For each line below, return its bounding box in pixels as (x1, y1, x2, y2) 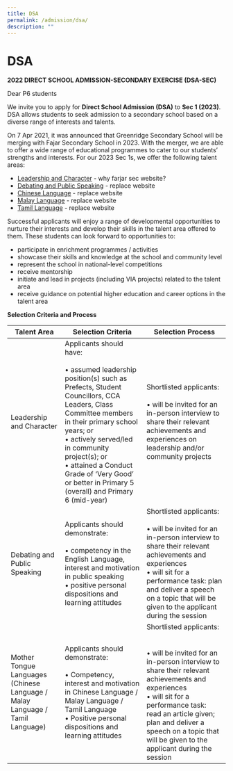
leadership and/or (146, 443, 205, 453)
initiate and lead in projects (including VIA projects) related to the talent (17, 275, 221, 284)
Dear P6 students (7, 90, 58, 98)
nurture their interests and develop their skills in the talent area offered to (7, 225, 216, 233)
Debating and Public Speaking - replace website (17, 181, 155, 190)
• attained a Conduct (64, 460, 133, 470)
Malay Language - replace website (17, 196, 116, 205)
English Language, (64, 554, 125, 564)
